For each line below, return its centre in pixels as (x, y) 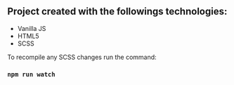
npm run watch (31, 74)
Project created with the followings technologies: (117, 12)
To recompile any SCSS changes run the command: (82, 57)
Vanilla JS (32, 28)
